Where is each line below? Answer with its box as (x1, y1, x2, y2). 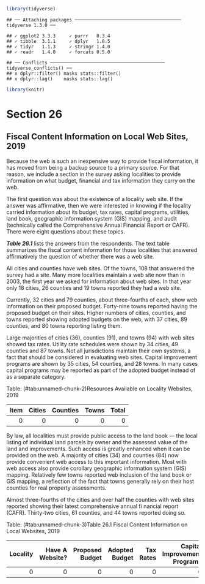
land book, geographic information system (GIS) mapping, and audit (6, 214, 177, 222)
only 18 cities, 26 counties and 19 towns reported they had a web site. (6, 284, 182, 291)
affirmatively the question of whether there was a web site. (6, 252, 154, 260)
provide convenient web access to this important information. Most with (6, 458, 187, 465)
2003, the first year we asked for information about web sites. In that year (6, 278, 192, 285)
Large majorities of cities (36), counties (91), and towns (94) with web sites (6, 334, 195, 341)
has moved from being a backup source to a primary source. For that (6, 164, 180, 171)
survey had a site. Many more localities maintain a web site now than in (6, 271, 185, 278)
